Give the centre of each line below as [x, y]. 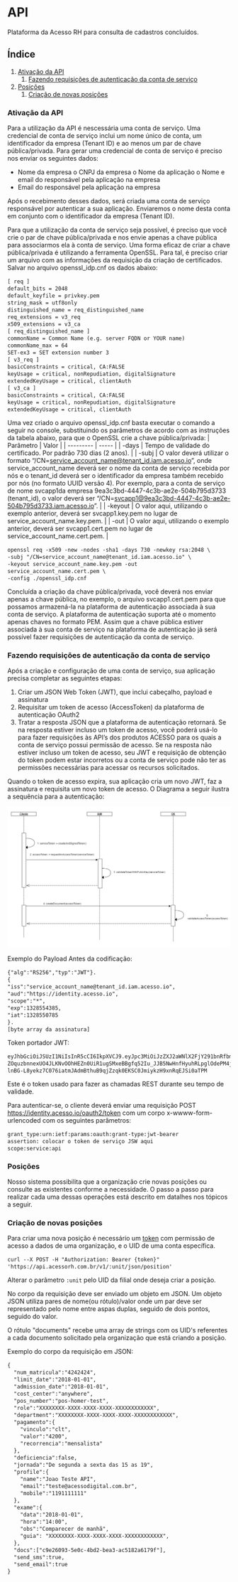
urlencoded [24, 1120]
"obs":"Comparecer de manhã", [65, 1529]
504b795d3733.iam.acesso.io [51, 506]
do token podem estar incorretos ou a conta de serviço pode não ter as [122, 760]
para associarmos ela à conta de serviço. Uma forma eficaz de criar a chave [119, 245]
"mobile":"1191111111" [53, 1494]
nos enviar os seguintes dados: [53, 159]
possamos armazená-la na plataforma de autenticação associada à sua [112, 607]
